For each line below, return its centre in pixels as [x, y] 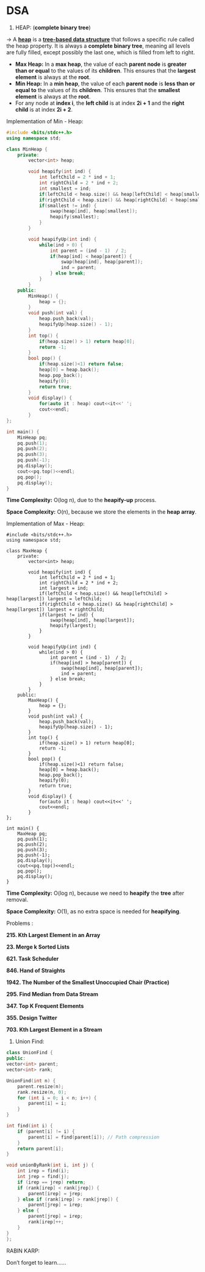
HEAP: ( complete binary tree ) [53, 27]
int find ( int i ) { [30, 1126]
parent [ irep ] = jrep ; [56, 1193]
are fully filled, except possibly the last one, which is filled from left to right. [101, 52]
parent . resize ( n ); [41, 1087]
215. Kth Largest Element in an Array [53, 935]
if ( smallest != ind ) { [68, 206]
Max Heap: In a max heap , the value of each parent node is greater [101, 64]
